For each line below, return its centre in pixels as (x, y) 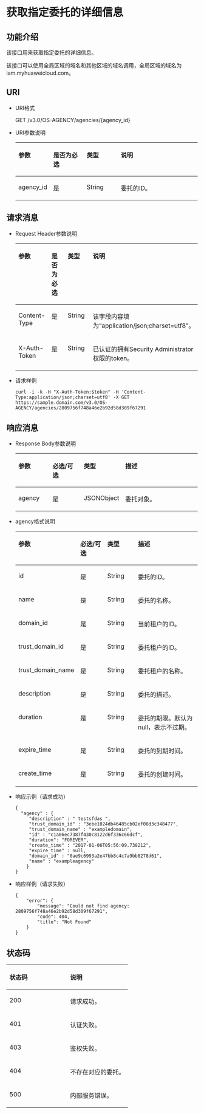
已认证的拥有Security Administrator (143, 349)
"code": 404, (53, 917)
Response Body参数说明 (45, 443)
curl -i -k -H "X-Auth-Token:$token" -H (67, 392)
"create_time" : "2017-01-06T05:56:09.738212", (90, 846)
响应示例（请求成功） (42, 797)
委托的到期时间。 (162, 751)
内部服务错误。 (92, 1096)
